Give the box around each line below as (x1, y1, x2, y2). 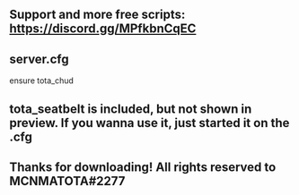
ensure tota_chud (9, 75, 75, 86)
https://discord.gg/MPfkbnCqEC (9, 21, 197, 37)
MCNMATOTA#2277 (9, 174, 126, 189)
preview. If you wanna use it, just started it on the (9, 115, 290, 131)
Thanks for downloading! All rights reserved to (9, 159, 277, 174)
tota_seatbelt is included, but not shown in (9, 101, 252, 116)
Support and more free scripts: (9, 7, 186, 22)
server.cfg (9, 51, 69, 66)
